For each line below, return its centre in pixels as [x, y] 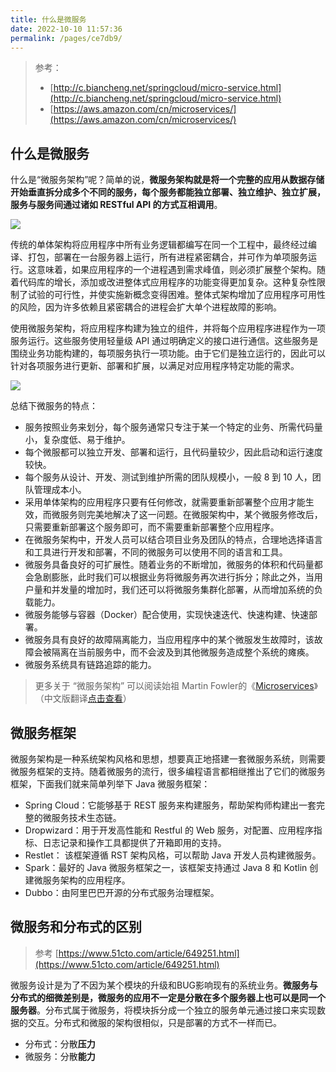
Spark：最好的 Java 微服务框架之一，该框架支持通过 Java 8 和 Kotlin [166, 867]
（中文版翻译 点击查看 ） [83, 698]
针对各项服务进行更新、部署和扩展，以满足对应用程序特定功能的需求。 [155, 366]
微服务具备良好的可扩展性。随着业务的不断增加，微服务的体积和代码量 [169, 565]
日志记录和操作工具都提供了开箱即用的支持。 [134, 842]
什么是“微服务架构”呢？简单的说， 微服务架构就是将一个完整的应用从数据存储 [167, 180]
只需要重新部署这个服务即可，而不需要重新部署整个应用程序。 [152, 527]
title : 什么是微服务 [48, 19]
